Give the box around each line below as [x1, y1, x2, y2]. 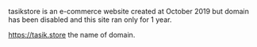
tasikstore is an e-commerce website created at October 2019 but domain [8, 7, 250, 16]
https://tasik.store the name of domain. [8, 31, 136, 39]
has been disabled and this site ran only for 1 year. [8, 15, 172, 24]
